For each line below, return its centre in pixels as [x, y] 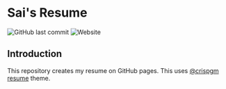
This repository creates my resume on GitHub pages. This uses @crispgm [113, 70]
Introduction [35, 54]
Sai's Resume [47, 13]
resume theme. [29, 78]
